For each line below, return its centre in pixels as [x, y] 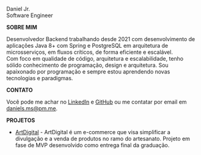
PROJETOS [21, 120]
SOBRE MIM [22, 27]
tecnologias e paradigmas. [40, 78]
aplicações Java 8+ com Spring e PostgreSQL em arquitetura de [87, 46]
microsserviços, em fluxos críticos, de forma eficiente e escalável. [90, 52]
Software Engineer [30, 15]
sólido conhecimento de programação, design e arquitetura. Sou [88, 65]
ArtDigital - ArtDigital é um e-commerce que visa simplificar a [93, 132]
